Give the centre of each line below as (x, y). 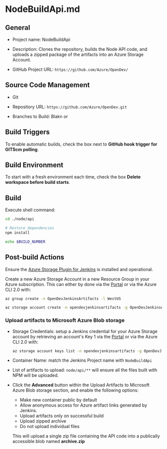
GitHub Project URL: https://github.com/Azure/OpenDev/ (70, 69)
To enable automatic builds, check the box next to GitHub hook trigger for (81, 144)
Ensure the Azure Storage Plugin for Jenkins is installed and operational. (79, 269)
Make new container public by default (58, 400)
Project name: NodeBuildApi (41, 39)
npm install (17, 233)
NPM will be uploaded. (36, 375)
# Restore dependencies (30, 228)
